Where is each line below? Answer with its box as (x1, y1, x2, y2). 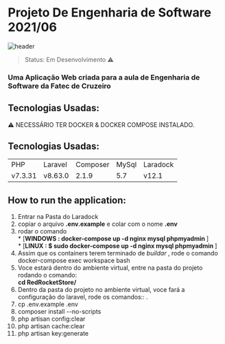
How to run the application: (8, 194, 126, 206)
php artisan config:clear (17, 314, 86, 323)
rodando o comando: (17, 271, 78, 279)
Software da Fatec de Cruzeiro (8, 81, 112, 91)
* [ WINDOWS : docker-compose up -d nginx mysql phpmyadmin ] (17, 235, 209, 243)
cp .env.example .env (17, 300, 78, 308)
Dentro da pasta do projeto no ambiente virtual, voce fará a (17, 286, 185, 294)
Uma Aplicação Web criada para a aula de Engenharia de (8, 72, 200, 82)
